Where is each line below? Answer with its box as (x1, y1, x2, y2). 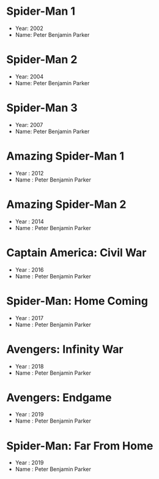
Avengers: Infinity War (6, 342, 124, 356)
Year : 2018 (15, 362, 44, 370)
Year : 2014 (15, 218, 44, 225)
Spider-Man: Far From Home (6, 439, 153, 453)
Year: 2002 (15, 25, 44, 32)
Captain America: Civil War (6, 245, 147, 259)
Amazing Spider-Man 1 (6, 149, 124, 163)
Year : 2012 (15, 169, 44, 177)
